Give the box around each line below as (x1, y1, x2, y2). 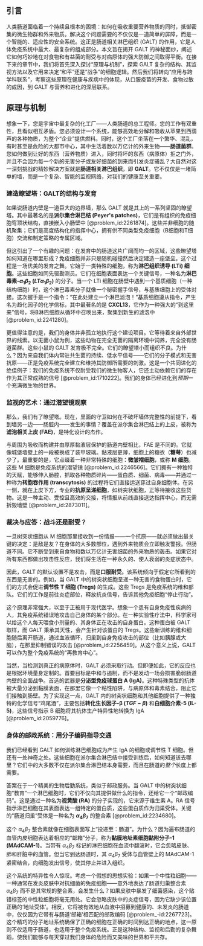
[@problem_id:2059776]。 (6, 715, 72, 722)
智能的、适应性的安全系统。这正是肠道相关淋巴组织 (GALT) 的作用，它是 (11, 38, 191, 45)
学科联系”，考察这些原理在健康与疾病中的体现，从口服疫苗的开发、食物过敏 (6, 75, 195, 83)
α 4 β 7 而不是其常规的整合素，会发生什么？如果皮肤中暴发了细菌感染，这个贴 (6, 887, 195, 895)
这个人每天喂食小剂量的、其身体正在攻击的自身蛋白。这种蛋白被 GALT (16, 619, 191, 626)
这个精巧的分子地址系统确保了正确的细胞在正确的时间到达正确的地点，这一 (6, 918, 192, 925)
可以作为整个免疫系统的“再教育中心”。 (6, 649, 101, 656)
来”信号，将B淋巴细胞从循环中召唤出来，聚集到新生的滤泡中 (6, 308, 155, 316)
